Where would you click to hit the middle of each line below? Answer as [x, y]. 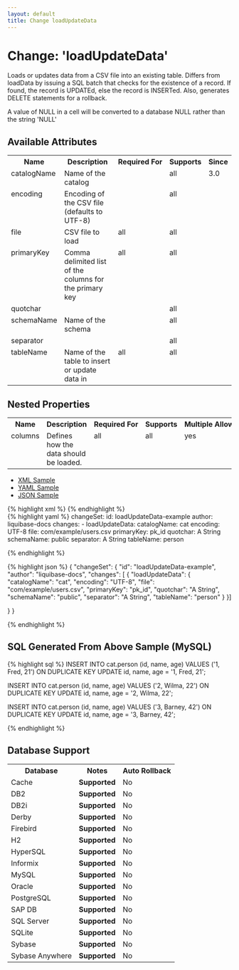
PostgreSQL [31, 897]
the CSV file [84, 203]
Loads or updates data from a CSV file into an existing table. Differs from [114, 75]
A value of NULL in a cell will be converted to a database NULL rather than [116, 112]
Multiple [198, 424]
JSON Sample [38, 495]
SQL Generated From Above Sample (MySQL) [110, 647]
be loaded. [64, 463]
